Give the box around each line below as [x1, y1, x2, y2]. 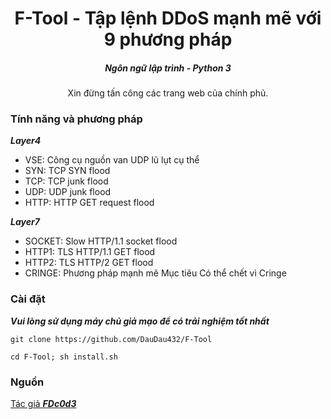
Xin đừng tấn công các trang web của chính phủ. [67, 87, 269, 99]
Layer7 [10, 216, 40, 228]
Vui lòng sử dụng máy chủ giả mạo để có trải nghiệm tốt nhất [10, 315, 270, 327]
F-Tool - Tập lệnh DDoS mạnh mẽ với [14, 7, 322, 30]
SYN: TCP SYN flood [24, 165, 111, 177]
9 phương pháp [103, 28, 233, 51]
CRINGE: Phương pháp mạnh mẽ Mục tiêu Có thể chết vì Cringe [24, 267, 287, 279]
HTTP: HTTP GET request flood [24, 197, 155, 209]
